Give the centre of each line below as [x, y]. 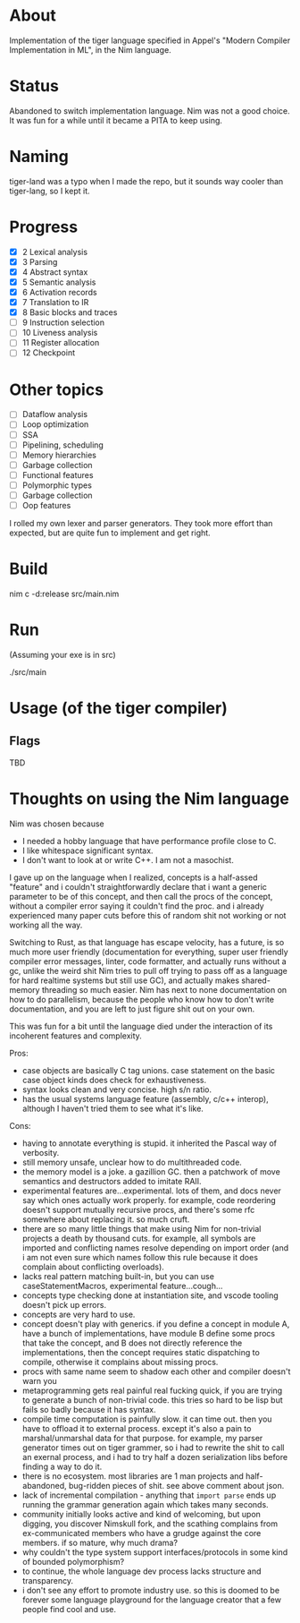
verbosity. [41, 1152]
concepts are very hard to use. [79, 1314]
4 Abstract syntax [55, 272]
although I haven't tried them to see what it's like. [112, 1108]
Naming [39, 157]
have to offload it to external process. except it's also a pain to [137, 1428]
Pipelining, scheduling [63, 445]
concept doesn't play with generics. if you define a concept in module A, [156, 1324]
